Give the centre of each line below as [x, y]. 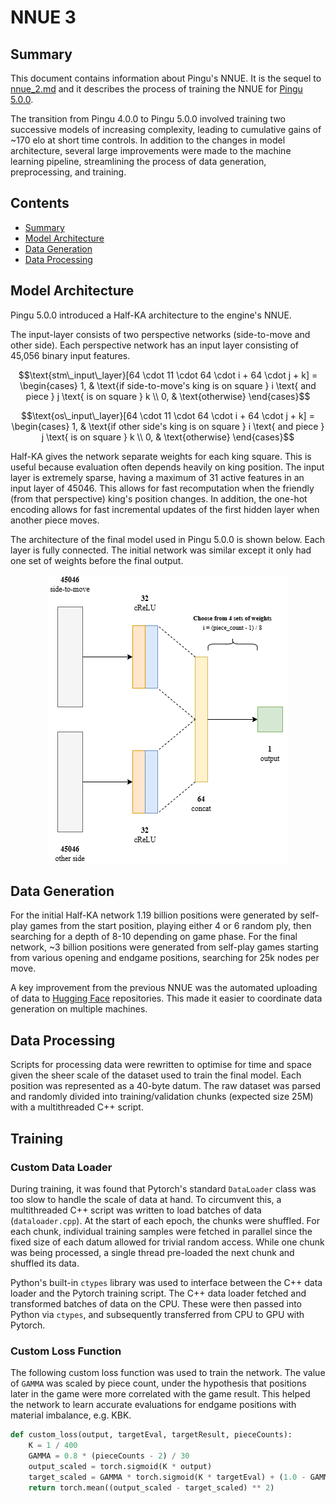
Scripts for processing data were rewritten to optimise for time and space [161, 1065]
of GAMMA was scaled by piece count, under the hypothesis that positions [158, 1383]
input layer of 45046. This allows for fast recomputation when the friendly [162, 488]
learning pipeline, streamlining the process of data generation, [138, 161]
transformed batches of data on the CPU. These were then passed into [156, 1303]
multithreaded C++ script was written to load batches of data [136, 1210]
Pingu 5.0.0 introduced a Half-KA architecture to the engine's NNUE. [151, 315]
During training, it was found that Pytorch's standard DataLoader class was [163, 1188]
